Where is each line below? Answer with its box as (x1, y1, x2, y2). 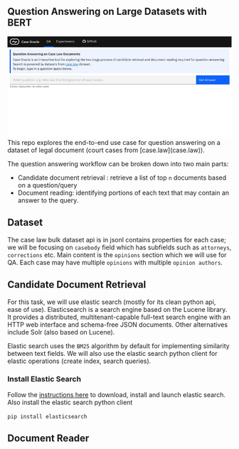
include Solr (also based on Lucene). (7, 328, 115, 336)
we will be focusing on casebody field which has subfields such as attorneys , (7, 243, 232, 251)
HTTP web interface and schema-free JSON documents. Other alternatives (7, 320, 228, 329)
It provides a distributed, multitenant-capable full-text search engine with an (7, 313, 231, 321)
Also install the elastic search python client (7, 398, 133, 406)
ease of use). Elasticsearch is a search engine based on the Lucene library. (7, 305, 228, 313)
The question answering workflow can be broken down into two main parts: (7, 159, 229, 168)
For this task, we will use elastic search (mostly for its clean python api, (7, 298, 216, 306)
